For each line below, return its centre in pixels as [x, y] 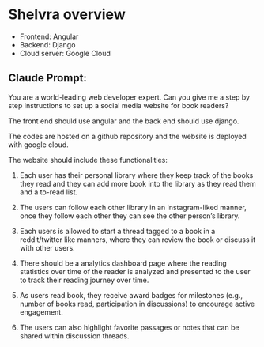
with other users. [47, 247]
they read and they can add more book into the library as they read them [138, 183]
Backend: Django [47, 44]
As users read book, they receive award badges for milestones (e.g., [131, 295]
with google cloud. [38, 145]
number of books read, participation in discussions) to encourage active [137, 304]
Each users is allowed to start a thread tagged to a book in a [117, 231]
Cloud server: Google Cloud [65, 53]
